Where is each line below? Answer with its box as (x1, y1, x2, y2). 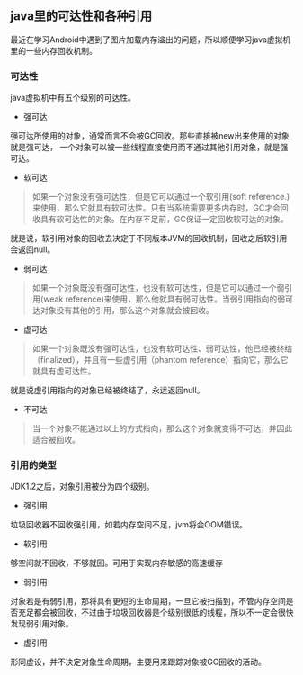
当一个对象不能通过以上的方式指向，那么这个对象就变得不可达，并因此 (31, 423, 293, 434)
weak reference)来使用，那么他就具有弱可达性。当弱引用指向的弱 (42, 293, 286, 304)
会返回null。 (10, 244, 56, 255)
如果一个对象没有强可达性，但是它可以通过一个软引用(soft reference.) (31, 192, 290, 202)
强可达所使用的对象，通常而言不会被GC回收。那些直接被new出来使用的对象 (10, 130, 290, 141)
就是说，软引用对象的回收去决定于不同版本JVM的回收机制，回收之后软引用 (10, 233, 288, 244)
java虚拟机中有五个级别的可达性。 (10, 93, 136, 103)
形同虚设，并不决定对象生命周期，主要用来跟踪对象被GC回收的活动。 (10, 656, 266, 668)
